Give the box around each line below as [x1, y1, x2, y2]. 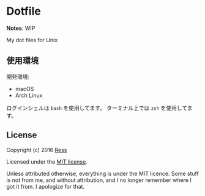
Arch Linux [15, 92, 43, 99]
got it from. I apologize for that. [6, 183, 84, 190]
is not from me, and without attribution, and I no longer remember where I [6, 176, 192, 184]
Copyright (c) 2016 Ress [6, 146, 67, 153]
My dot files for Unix [6, 36, 58, 43]
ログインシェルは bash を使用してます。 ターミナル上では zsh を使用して [6, 104, 188, 111]
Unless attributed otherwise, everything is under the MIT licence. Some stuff [6, 170, 199, 177]
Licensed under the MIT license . [6, 158, 88, 165]
